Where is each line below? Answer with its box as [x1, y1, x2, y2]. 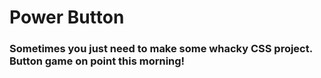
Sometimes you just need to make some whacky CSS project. [9, 42, 313, 56]
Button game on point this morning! [9, 54, 186, 68]
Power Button [9, 6, 125, 29]
